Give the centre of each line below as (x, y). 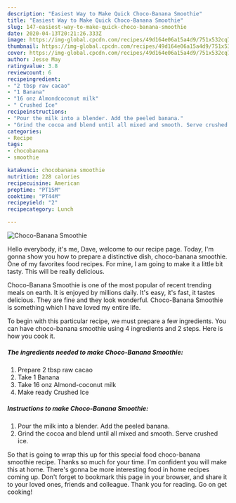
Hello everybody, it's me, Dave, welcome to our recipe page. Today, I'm (111, 249)
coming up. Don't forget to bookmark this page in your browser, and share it (117, 477)
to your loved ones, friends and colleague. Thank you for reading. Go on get (117, 484)
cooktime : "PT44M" (34, 196)
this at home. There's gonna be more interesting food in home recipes (108, 469)
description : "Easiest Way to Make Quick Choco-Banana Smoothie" (105, 14)
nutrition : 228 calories (44, 176)
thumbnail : (23, 46)
